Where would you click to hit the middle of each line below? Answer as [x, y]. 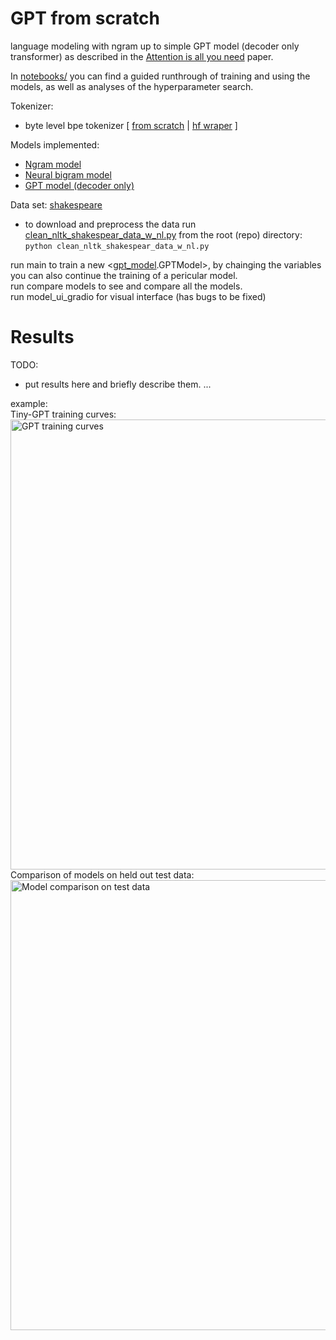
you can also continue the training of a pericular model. [124, 275]
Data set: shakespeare [56, 204]
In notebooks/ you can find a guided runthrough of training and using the [160, 76]
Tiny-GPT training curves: [63, 414]
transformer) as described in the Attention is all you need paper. [142, 56]
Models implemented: [55, 144]
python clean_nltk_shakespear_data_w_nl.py [117, 246]
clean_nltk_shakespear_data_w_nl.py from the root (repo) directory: [163, 234]
